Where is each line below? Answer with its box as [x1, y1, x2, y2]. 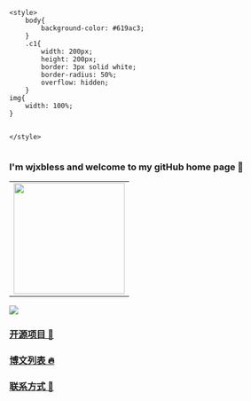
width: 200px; [41, 47, 93, 56]
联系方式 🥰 [9, 381, 55, 393]
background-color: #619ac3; [41, 24, 145, 33]
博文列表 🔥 [9, 355, 55, 367]
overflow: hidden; [41, 78, 109, 87]
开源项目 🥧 [9, 328, 55, 341]
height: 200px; [41, 55, 98, 64]
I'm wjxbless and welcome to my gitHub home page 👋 [9, 161, 244, 173]
